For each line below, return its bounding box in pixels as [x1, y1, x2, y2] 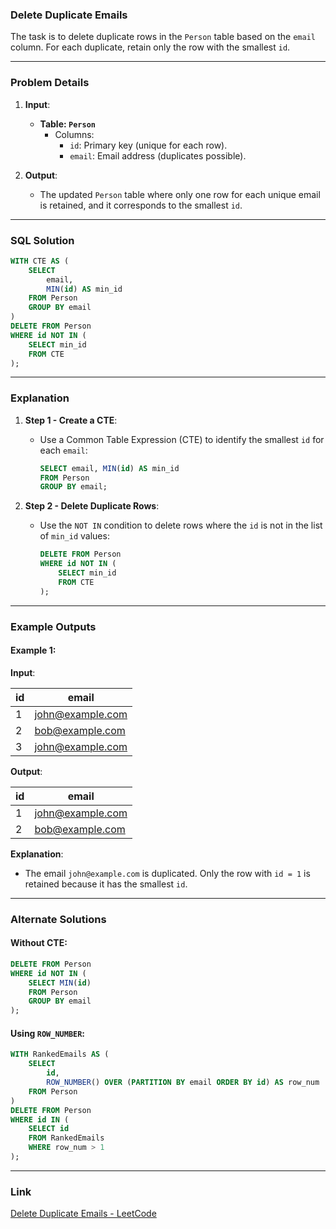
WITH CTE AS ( [10, 256, 70, 266]
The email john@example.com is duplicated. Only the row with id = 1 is [24, 867, 311, 879]
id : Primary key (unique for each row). [69, 139, 228, 151]
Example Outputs [10, 619, 97, 633]
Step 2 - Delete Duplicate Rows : [24, 500, 160, 512]
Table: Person [39, 118, 96, 130]
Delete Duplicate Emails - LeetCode [10, 1208, 157, 1220]
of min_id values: [39, 530, 110, 542]
